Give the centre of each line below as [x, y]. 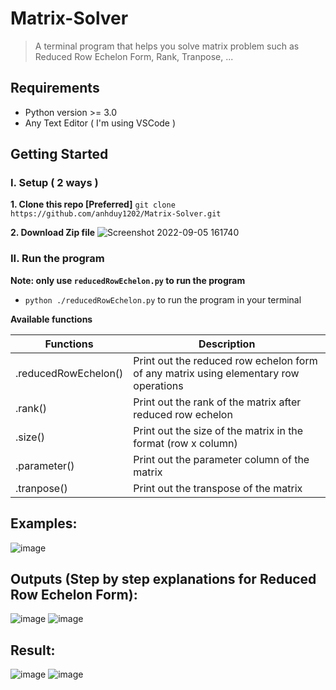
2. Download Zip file [53, 233]
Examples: [44, 523]
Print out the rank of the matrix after [217, 402]
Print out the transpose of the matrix [218, 488]
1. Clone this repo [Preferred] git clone [93, 204]
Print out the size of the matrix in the [218, 430]
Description [227, 344]
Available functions [51, 319]
